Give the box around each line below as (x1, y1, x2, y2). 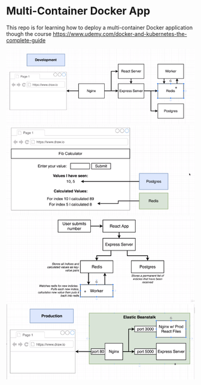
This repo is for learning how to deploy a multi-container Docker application (6, 24, 193, 31)
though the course (6, 30, 52, 37)
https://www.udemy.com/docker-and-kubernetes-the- (53, 30, 187, 37)
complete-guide (6, 36, 46, 44)
